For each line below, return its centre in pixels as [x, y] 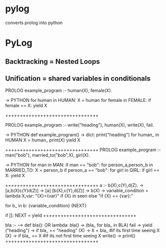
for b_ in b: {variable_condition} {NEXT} [46, 206]
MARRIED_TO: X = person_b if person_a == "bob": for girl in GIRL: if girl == [82, 170]
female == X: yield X [26, 105]
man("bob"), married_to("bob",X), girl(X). [48, 155]
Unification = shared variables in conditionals [78, 78]
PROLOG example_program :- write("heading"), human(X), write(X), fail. [80, 125]
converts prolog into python [34, 23]
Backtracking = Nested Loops [53, 61]
